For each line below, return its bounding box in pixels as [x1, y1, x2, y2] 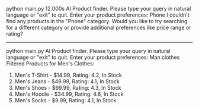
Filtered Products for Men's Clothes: [6, 60, 95, 67]
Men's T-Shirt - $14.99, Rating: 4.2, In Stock [14, 71, 123, 78]
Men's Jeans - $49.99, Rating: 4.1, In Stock [14, 78, 120, 85]
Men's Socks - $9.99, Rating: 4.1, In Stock [14, 97, 117, 103]
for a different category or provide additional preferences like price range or [6, 24, 191, 31]
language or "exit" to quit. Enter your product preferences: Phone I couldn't [6, 11, 190, 18]
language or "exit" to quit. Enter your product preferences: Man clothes [6, 54, 180, 61]
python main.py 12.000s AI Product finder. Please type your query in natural [6, 5, 191, 12]
